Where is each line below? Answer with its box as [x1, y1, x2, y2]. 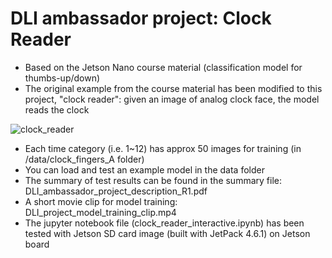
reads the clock [24, 103, 90, 116]
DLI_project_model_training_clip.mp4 [24, 206, 177, 218]
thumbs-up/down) [24, 72, 101, 84]
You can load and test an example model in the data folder [24, 163, 265, 176]
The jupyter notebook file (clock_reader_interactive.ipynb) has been [24, 217, 305, 229]
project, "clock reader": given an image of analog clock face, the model [24, 93, 320, 105]
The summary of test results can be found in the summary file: [24, 174, 282, 186]
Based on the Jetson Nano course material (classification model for [24, 61, 303, 73]
